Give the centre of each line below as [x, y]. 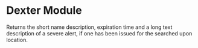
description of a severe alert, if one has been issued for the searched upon [99, 33]
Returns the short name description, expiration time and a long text [89, 27]
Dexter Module [44, 10]
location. [17, 40]
